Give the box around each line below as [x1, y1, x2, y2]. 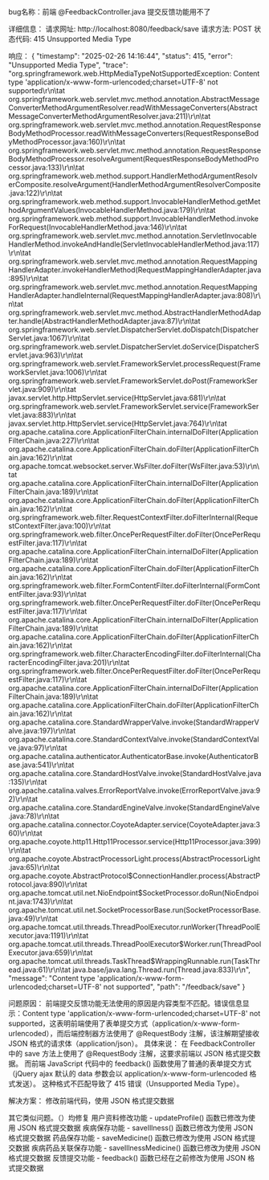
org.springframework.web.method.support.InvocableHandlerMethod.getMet [8, 197, 261, 206]
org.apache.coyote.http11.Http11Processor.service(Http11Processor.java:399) [8, 837, 261, 846]
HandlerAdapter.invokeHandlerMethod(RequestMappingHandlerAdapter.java [8, 265, 262, 275]
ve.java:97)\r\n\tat [8, 743, 67, 753]
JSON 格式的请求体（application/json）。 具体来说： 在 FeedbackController [8, 1039, 255, 1048]
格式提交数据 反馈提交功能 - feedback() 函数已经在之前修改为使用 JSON [8, 1153, 247, 1162]
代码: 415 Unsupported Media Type [14, 35, 132, 43]
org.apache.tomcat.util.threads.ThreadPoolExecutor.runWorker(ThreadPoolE [8, 922, 261, 932]
